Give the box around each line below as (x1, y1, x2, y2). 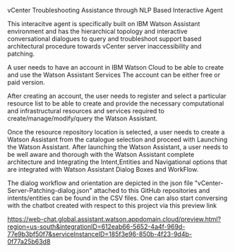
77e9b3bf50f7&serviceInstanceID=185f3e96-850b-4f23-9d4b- (7, 230, 193, 238)
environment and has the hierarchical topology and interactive (7, 27, 188, 35)
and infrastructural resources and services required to (7, 107, 164, 115)
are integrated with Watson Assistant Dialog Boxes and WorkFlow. (7, 165, 199, 173)
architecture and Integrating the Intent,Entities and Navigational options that (7, 158, 228, 166)
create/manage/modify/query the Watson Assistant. (7, 114, 158, 122)
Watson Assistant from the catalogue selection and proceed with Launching (7, 135, 228, 144)
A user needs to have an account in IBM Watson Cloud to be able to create (7, 63, 224, 71)
